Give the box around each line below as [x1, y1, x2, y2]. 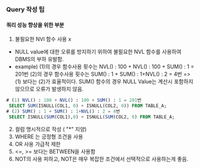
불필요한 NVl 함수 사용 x [14, 36, 72, 43]
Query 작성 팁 [6, 5, 45, 13]
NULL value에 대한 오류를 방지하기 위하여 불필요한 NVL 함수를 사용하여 [14, 48, 181, 55]
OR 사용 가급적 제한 [14, 140, 61, 147]
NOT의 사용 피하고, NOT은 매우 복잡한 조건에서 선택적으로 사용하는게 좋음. [14, 155, 189, 162]
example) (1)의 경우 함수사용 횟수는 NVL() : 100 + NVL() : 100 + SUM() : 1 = [14, 63, 195, 70]
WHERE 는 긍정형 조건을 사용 [14, 133, 84, 140]
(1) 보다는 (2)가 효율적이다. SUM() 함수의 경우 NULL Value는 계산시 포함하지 [14, 78, 193, 85]
